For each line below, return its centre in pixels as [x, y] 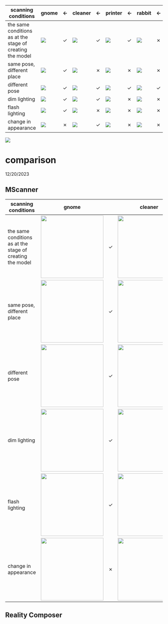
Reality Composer [34, 615]
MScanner [22, 190]
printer [114, 13]
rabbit [144, 13]
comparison [31, 160]
